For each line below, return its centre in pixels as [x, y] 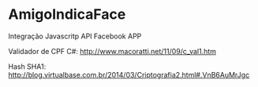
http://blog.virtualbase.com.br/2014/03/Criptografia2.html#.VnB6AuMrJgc [129, 74]
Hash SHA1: [27, 66]
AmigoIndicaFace [67, 14]
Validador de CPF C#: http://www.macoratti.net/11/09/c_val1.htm [112, 51]
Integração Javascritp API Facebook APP [75, 36]
